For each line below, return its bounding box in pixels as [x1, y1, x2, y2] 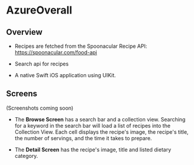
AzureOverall [6, 4, 73, 17]
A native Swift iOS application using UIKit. [14, 72, 116, 78]
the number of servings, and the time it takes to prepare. [14, 134, 152, 141]
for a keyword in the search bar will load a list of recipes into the [14, 122, 171, 129]
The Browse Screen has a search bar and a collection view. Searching [14, 115, 186, 123]
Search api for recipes [14, 60, 69, 67]
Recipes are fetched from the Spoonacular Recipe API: [14, 42, 147, 49]
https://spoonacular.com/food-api [14, 49, 97, 56]
